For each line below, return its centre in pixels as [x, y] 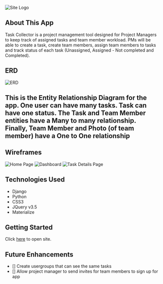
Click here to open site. [28, 239]
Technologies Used [35, 180]
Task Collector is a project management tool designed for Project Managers [81, 35]
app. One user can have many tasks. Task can [76, 106]
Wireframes [24, 152]
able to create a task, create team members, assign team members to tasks [81, 45]
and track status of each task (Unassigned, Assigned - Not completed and [80, 50]
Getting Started [29, 228]
